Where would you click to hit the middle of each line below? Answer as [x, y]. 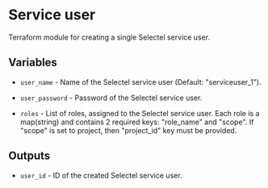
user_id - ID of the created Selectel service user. [101, 175]
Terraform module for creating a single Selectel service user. [109, 37]
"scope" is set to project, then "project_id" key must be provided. [128, 130]
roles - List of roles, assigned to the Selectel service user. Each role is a [140, 113]
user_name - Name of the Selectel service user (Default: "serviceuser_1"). [140, 81]
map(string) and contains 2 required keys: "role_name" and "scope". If [137, 122]
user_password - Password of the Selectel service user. [111, 98]
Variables [33, 63]
